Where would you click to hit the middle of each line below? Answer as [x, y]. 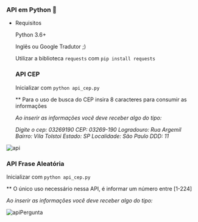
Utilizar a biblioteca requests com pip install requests [85, 59]
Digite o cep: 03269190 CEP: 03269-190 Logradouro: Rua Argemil [98, 129]
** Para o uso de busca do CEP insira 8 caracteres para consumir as [101, 99]
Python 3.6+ [31, 35]
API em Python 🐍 [31, 10]
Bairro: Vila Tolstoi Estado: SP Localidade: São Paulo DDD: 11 [92, 136]
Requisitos [28, 23]
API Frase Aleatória [35, 163]
